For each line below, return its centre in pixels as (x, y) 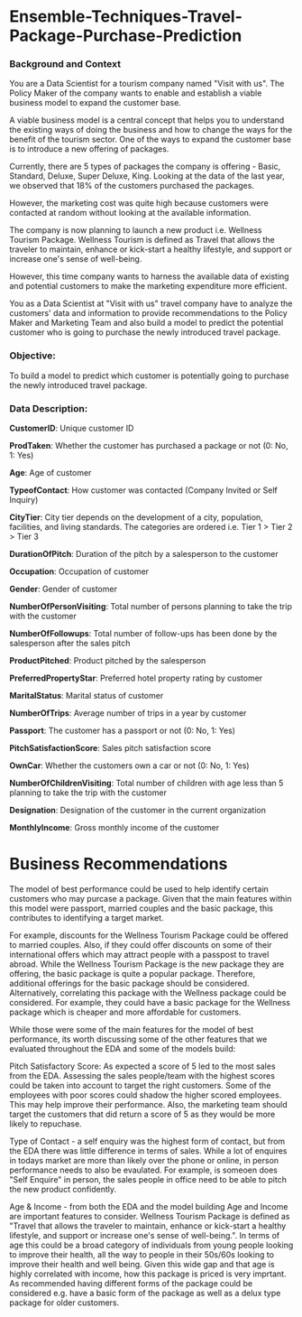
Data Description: (49, 408)
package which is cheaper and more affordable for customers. (125, 1012)
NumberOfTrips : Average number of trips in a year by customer (128, 713)
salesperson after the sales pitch (70, 644)
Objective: (32, 356)
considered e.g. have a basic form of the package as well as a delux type (145, 1294)
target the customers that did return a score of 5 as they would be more (142, 1114)
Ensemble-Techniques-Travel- (126, 17)
